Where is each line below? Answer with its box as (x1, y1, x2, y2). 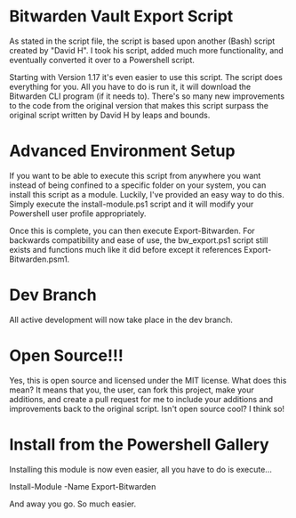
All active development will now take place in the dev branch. (9, 314, 234, 325)
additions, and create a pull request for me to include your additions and (9, 393, 274, 404)
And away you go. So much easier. (9, 498, 136, 509)
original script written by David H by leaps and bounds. (9, 109, 211, 120)
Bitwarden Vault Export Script (9, 6, 234, 27)
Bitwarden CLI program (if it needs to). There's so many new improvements (9, 91, 285, 101)
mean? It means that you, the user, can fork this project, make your (9, 384, 255, 395)
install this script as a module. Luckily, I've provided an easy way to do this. (9, 189, 284, 199)
